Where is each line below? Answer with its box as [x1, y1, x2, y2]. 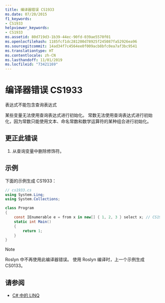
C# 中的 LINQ [12, 293, 40, 299]
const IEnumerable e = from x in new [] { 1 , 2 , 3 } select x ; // [14, 215, 151, 220]
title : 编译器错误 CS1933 [5, 7, 55, 12]
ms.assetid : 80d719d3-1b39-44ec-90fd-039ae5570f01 [5, 35, 111, 40]
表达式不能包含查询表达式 [5, 102, 57, 108]
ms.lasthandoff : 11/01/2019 [5, 57, 63, 62]
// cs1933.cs [5, 188, 32, 193]
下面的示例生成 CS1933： [5, 178, 56, 184]
